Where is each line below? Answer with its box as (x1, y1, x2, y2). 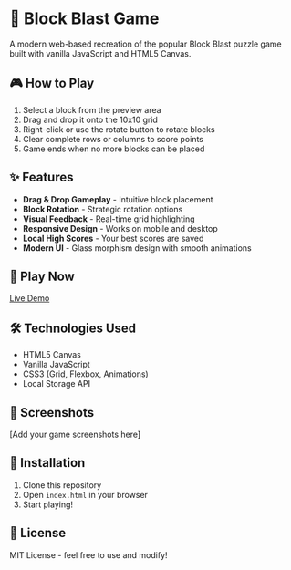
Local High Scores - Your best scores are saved (22, 233, 204, 244)
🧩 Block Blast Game (9, 8, 160, 29)
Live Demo (9, 293, 50, 304)
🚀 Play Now (9, 268, 75, 284)
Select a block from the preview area (22, 104, 161, 115)
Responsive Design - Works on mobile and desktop (22, 223, 219, 233)
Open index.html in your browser (22, 489, 149, 500)
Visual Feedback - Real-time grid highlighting (22, 213, 195, 224)
